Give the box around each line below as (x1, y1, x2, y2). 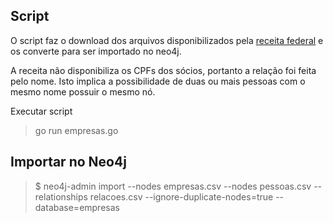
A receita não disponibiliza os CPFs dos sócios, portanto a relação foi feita (10, 64, 317, 76)
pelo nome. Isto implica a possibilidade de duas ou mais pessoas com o (10, 75, 306, 87)
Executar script (10, 105, 73, 117)
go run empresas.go (34, 124, 119, 136)
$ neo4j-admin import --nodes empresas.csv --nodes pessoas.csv (34, 180, 312, 192)
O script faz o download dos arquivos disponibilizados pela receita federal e (10, 34, 324, 46)
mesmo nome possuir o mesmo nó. (10, 85, 156, 98)
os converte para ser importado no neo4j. (10, 45, 182, 57)
